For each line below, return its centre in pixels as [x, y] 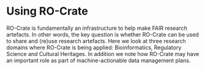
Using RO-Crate [47, 11]
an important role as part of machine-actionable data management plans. [99, 60]
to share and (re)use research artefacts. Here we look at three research [96, 41]
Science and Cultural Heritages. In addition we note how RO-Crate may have [103, 54]
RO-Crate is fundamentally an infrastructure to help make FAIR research [97, 28]
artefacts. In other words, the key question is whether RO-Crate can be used [102, 34]
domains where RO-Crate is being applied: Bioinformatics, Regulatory [94, 47]
